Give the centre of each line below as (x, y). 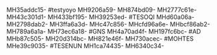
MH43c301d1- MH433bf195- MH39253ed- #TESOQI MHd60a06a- (100, 17)
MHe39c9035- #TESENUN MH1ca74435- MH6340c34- (86, 46)
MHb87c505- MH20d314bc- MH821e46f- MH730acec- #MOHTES (100, 39)
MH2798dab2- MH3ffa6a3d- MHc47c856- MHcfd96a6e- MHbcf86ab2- (108, 24)
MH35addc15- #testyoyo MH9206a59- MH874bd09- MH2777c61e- (102, 10)
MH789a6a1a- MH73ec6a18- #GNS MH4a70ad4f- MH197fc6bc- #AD (104, 31)
